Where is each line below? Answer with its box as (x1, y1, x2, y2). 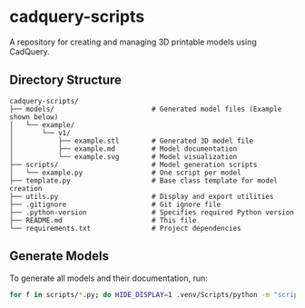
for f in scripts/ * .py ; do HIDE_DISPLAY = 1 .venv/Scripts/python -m (9, 290, 271, 299)
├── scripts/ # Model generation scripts (9, 160, 258, 169)
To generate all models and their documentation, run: (9, 273, 208, 283)
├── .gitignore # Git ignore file (9, 200, 221, 209)
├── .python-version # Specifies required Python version (9, 207, 295, 217)
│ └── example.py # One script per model (9, 168, 242, 177)
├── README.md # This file (9, 215, 197, 224)
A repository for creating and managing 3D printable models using (9, 36, 257, 47)
